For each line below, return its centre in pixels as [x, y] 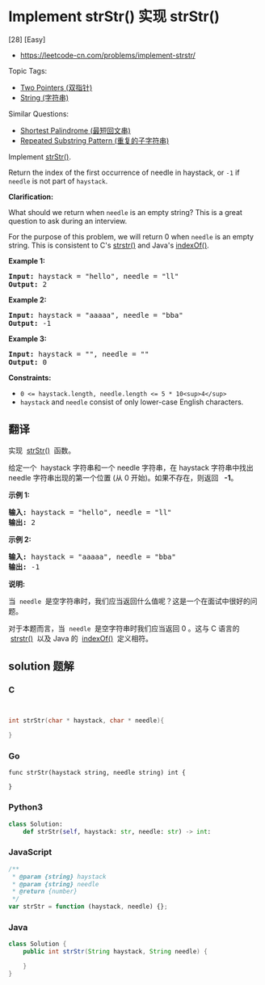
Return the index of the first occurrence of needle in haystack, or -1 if [124, 172]
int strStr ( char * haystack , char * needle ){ [86, 721]
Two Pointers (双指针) [56, 87]
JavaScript [30, 852]
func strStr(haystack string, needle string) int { [97, 773]
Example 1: [27, 260]
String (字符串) [44, 97]
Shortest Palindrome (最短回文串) [75, 130]
